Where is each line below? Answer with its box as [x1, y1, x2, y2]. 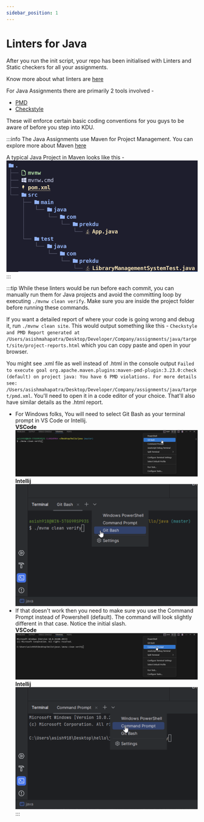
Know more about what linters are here [6, 75, 104, 82]
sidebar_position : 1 [6, 10, 59, 16]
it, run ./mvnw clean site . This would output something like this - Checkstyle [6, 322, 197, 330]
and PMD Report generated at [6, 330, 80, 336]
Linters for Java [6, 37, 87, 51]
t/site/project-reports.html [6, 343, 80, 349]
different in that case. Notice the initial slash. [15, 619, 127, 627]
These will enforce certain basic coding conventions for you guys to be [6, 117, 185, 124]
